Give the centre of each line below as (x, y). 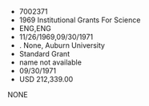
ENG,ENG (35, 28)
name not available (50, 62)
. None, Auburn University (62, 45)
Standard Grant (44, 54)
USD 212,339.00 (46, 79)
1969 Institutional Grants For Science (80, 20)
